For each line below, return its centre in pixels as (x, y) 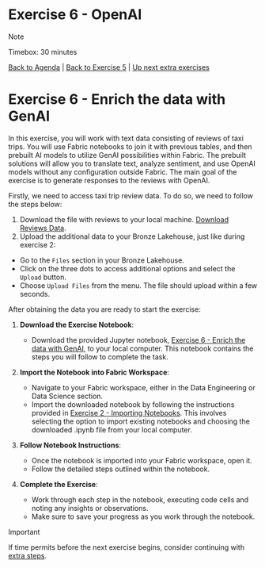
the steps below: (35, 204)
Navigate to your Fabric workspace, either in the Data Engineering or (143, 387)
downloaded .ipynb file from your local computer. (112, 429)
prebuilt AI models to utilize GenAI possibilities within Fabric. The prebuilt (127, 155)
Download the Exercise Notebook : (77, 324)
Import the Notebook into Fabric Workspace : (95, 372)
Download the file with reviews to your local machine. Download (124, 219)
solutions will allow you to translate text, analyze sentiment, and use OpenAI (132, 163)
